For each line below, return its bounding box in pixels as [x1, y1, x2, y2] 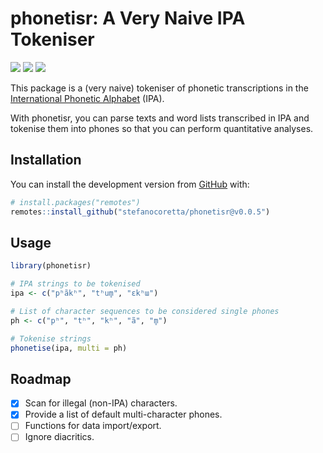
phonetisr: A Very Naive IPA [10, 7, 246, 30]
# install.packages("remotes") [10, 197, 141, 207]
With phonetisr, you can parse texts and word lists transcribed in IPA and [10, 112, 310, 124]
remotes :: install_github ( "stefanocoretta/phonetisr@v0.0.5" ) [10, 207, 271, 217]
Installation [10, 152, 82, 169]
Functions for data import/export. [24, 420, 162, 432]
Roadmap [10, 370, 72, 387]
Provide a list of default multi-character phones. [24, 408, 223, 421]
